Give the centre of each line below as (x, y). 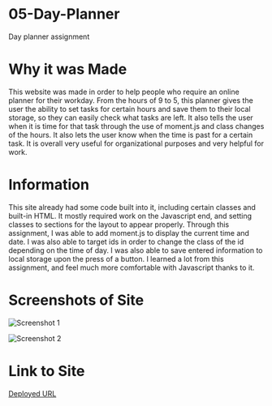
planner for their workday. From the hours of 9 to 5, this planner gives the (131, 100)
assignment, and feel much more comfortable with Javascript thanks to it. (132, 267)
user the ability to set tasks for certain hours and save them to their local (130, 109)
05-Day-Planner (64, 14)
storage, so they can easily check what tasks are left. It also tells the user (131, 118)
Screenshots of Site (76, 300)
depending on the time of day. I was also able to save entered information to (136, 250)
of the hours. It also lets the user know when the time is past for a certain (131, 135)
